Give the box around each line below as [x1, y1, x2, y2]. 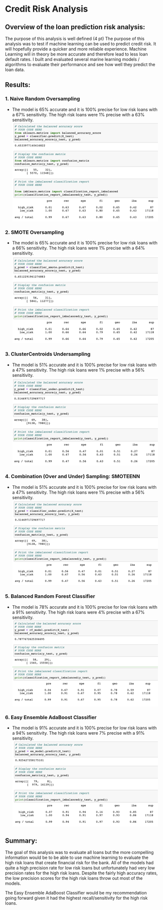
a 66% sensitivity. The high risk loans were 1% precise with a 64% [12, 245, 146, 251]
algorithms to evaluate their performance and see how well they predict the [5, 62, 155, 67]
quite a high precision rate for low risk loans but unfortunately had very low [5, 865, 155, 871]
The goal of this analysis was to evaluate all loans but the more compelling [5, 850, 154, 855]
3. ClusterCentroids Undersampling [5, 351, 91, 357]
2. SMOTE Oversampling [5, 229, 64, 236]
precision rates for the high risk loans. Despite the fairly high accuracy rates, [5, 870, 158, 876]
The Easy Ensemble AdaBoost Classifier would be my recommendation [5, 890, 147, 896]
